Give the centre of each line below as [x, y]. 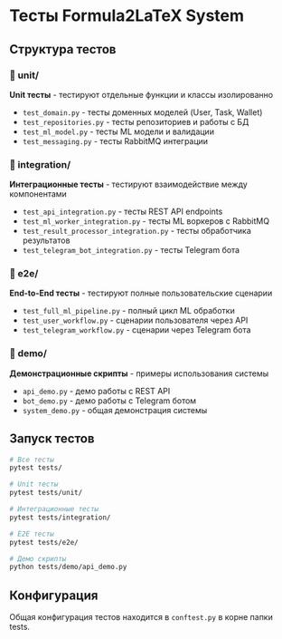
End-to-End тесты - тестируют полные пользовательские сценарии [141, 293]
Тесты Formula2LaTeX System [127, 16]
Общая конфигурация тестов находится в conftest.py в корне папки [141, 617]
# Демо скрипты [38, 558]
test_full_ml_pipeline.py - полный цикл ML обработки [128, 311]
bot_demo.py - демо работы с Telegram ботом [109, 401]
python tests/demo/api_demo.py [68, 567]
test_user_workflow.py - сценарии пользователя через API [135, 320]
